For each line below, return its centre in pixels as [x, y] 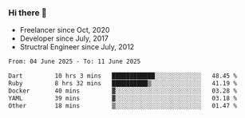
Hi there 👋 [28, 13]
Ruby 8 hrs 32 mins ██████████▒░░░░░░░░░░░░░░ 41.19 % [123, 84]
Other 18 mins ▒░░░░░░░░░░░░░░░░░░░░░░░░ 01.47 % [123, 106]
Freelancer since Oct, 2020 [65, 30]
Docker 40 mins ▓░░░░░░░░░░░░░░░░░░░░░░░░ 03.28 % [123, 91]
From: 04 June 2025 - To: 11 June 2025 [75, 62]
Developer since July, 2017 [64, 38]
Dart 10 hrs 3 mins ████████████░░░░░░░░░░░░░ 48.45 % [123, 76]
